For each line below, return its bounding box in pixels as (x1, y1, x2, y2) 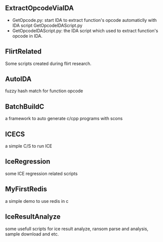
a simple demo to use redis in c (5, 198, 69, 204)
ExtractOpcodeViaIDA (5, 4, 74, 12)
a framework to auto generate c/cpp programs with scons (5, 116, 123, 121)
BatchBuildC (5, 102, 44, 111)
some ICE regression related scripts (5, 171, 78, 177)
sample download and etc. (5, 231, 59, 237)
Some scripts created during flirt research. (5, 60, 92, 66)
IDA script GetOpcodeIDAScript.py (12, 22, 82, 28)
